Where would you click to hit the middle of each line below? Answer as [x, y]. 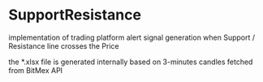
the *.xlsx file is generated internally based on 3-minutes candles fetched [131, 62]
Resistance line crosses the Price [64, 45]
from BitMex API [36, 70]
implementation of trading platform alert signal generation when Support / [132, 37]
